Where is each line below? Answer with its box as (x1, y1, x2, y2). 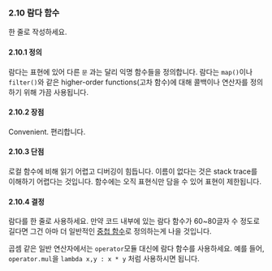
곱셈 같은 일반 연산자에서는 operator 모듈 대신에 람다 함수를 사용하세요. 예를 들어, (8, 243, 266, 253)
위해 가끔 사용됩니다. (23, 87, 89, 97)
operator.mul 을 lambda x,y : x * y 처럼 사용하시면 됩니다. (8, 254, 201, 264)
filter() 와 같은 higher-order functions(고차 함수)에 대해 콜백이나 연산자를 (8, 77, 248, 87)
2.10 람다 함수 (8, 6, 60, 18)
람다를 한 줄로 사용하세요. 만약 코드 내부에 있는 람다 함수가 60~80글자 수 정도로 (8, 217, 260, 226)
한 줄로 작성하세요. (8, 27, 67, 37)
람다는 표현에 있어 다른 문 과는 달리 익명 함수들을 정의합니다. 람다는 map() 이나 (8, 67, 253, 76)
